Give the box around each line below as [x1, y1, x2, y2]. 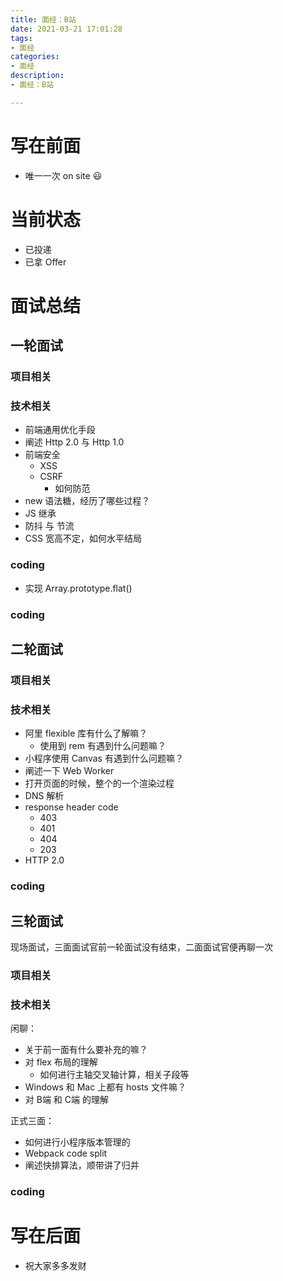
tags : [10, 33, 33, 43]
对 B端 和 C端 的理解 [24, 1094, 109, 1106]
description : [10, 71, 65, 81]
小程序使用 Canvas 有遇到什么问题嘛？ [24, 752, 184, 765]
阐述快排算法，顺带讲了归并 [24, 1159, 140, 1171]
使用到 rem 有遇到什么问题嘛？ [39, 740, 167, 752]
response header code [24, 801, 119, 813]
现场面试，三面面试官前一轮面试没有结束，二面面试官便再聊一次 [10, 941, 273, 953]
